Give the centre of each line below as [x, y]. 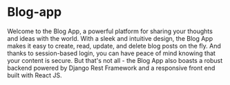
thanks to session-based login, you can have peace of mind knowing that [112, 53]
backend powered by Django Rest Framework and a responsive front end [111, 68]
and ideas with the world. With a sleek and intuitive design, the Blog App [110, 38]
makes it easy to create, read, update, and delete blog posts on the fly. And [114, 46]
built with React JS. [35, 75]
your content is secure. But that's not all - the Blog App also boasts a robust [115, 60]
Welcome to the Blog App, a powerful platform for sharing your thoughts [110, 31]
